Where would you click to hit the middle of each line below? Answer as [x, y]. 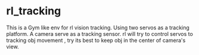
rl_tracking [34, 11]
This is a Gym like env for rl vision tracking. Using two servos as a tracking [98, 27]
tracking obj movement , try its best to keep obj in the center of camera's [96, 40]
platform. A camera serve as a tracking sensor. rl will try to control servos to [99, 33]
